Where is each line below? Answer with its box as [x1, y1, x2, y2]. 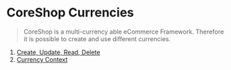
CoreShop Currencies [6, 5, 135, 21]
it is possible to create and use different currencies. [23, 34, 171, 43]
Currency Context [16, 55, 68, 63]
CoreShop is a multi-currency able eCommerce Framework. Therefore [23, 27, 225, 36]
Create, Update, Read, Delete [16, 48, 101, 56]
